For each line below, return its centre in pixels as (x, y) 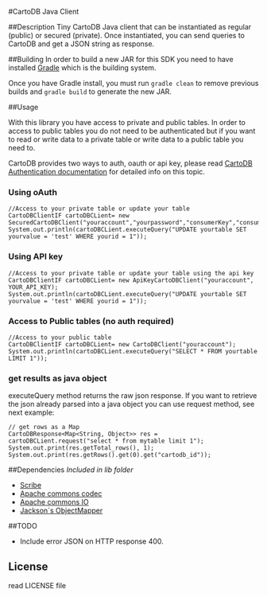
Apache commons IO (54, 502)
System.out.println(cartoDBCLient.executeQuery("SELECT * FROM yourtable (133, 351)
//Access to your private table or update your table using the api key (131, 273)
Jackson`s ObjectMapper (61, 511)
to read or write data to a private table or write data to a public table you (126, 139)
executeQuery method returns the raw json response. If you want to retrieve (133, 396)
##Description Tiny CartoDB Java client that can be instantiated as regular (130, 27)
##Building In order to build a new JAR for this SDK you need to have (121, 59)
